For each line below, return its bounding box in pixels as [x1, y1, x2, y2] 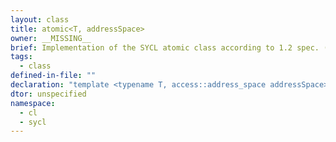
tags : [10, 52, 33, 62]
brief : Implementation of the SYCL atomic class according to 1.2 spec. [10, 42, 320, 53]
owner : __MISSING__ [10, 33, 92, 43]
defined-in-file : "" [10, 71, 97, 81]
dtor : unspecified [10, 89, 87, 99]
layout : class [10, 14, 70, 25]
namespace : [10, 98, 56, 108]
